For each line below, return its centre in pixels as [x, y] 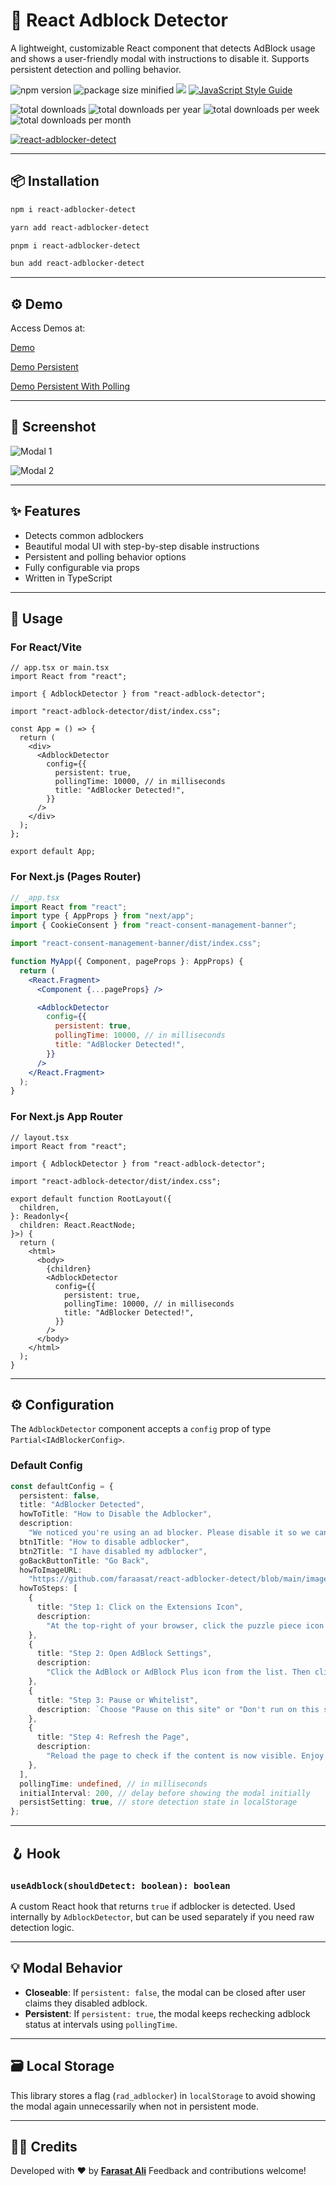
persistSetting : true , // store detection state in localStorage [158, 1802]
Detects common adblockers [84, 535]
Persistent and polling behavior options [105, 556]
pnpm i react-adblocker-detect [75, 245]
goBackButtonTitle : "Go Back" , [84, 1560]
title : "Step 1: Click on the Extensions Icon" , [140, 1607]
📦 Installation [55, 181]
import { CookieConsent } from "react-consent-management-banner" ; [154, 925]
